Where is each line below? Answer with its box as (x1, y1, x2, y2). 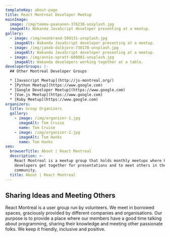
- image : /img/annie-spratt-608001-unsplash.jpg (10, 54, 114, 60)
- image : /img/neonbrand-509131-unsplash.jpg (10, 36, 108, 41)
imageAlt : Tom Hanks (18, 134, 62, 140)
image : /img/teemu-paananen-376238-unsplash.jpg (10, 21, 114, 27)
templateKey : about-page (5, 7, 58, 13)
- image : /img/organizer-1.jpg (14, 116, 80, 121)
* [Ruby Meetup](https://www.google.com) (10, 97, 99, 102)
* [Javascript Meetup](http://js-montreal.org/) (10, 78, 114, 83)
